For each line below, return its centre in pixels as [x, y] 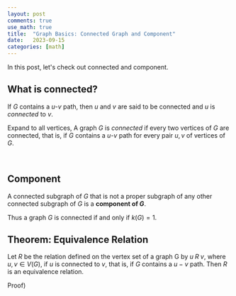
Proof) [17, 285]
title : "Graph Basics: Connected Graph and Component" [91, 34]
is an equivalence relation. [45, 272]
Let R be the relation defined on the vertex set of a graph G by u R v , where [117, 257]
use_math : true [30, 27]
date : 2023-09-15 [36, 40]
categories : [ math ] [36, 47]
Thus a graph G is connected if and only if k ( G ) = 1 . [82, 217]
